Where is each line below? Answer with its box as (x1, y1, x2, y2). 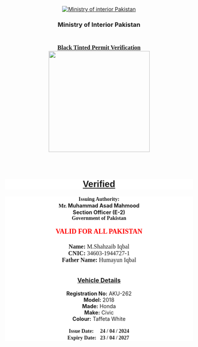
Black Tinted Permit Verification (57, 44, 141, 51)
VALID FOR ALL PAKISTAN (55, 227, 143, 236)
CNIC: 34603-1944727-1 (68, 250, 130, 257)
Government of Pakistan (71, 215, 127, 222)
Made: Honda (82, 303, 116, 310)
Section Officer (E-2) (72, 209, 126, 216)
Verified (82, 179, 116, 190)
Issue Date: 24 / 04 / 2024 (69, 328, 129, 334)
